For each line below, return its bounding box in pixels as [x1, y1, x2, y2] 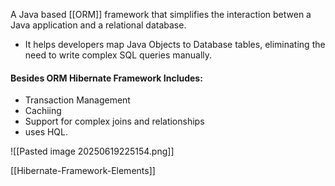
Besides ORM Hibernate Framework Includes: [10, 72, 203, 84]
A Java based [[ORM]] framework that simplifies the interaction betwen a [10, 9, 312, 20]
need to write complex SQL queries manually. [24, 49, 213, 61]
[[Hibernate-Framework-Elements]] [10, 165, 156, 177]
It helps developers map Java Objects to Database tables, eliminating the [24, 39, 326, 50]
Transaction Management [24, 94, 131, 106]
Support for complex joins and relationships [24, 115, 205, 128]
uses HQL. [24, 126, 69, 138]
